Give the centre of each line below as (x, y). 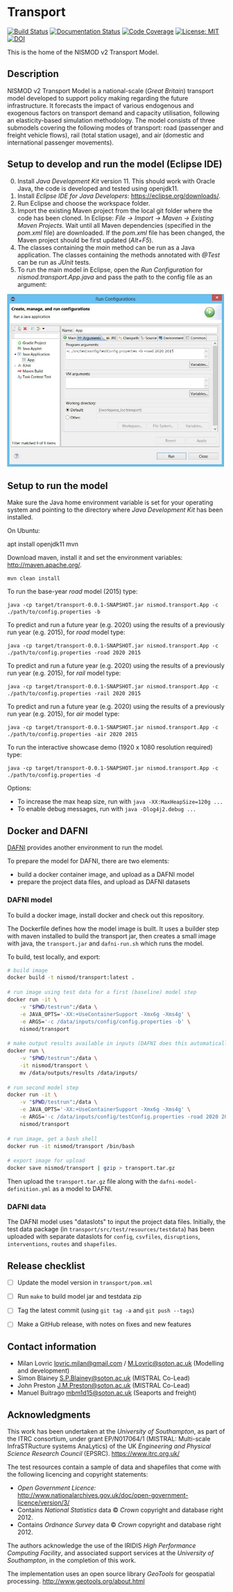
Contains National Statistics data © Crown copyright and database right (120, 1510)
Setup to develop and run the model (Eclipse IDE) (115, 164)
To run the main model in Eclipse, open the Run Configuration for (110, 270)
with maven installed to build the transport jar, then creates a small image (112, 936)
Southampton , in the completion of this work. (72, 1561)
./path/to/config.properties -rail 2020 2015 (74, 694)
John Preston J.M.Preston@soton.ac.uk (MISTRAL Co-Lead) (104, 1386)
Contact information (52, 1346)
